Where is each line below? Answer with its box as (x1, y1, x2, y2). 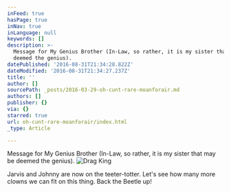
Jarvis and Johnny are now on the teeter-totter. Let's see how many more (7, 170, 216, 178)
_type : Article (7, 125, 51, 132)
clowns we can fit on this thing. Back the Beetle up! (7, 178, 153, 186)
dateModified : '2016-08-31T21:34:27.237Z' (7, 67, 131, 74)
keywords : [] (7, 36, 45, 43)
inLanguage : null (7, 29, 57, 36)
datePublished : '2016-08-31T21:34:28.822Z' (7, 61, 134, 68)
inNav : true (7, 23, 41, 29)
